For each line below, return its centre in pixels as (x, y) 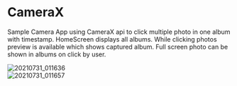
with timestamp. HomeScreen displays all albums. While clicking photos (112, 39)
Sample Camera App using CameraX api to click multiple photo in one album (119, 32)
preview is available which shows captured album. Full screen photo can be (118, 47)
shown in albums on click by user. (57, 54)
